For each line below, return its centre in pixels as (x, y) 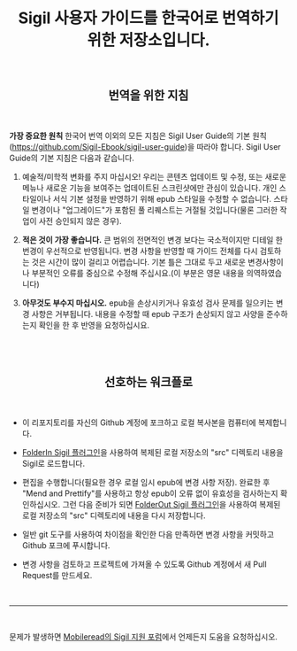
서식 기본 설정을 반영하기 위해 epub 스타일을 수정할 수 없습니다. (162, 198)
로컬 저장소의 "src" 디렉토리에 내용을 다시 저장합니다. (114, 515)
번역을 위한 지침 (148, 95)
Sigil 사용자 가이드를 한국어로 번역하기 (148, 18)
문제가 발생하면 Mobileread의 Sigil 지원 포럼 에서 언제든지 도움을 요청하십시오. (144, 636)
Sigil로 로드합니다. (53, 463)
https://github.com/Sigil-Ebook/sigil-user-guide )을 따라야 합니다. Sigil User (146, 146)
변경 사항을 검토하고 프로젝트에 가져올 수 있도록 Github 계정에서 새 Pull (144, 564)
